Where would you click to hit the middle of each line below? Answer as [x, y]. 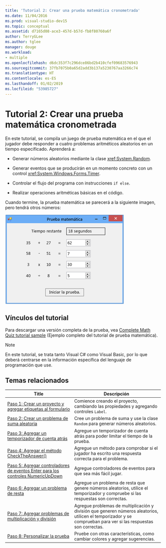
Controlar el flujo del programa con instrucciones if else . [71, 183]
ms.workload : [19, 52]
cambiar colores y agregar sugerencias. [114, 539]
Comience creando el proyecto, [106, 401]
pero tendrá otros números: [33, 207]
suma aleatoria [22, 424]
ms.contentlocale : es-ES [31, 79]
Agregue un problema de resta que [109, 483]
